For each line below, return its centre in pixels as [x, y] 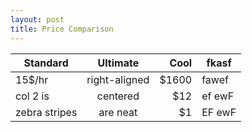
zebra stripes [46, 112]
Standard [46, 63]
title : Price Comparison [62, 29]
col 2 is [32, 96]
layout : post [37, 19]
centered [118, 96]
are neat [118, 112]
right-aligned [118, 79]
